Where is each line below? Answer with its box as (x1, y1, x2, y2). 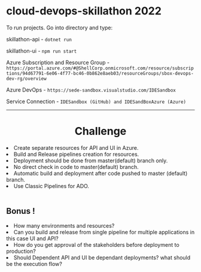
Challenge (74, 125, 127, 138)
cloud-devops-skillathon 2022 (6, 4, 162, 18)
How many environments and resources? (14, 222, 115, 229)
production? (6, 247, 36, 255)
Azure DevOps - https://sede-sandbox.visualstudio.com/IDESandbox (6, 86, 176, 93)
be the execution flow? (6, 260, 63, 267)
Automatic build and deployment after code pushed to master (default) (14, 170, 188, 177)
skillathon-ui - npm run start (6, 47, 77, 55)
